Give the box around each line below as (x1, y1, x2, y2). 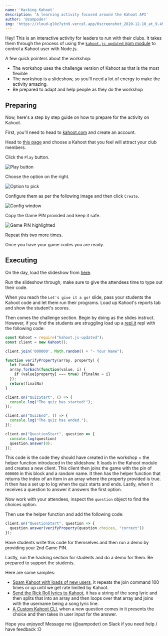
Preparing (5, 101, 37, 109)
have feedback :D (5, 626, 41, 632)
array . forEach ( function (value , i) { (9, 367, 86, 372)
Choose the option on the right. (5, 174, 70, 180)
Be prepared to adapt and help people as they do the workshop (12, 86, 143, 93)
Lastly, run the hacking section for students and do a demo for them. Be (5, 555, 153, 560)
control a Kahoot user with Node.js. (5, 46, 78, 52)
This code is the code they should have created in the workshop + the (5, 454, 149, 460)
